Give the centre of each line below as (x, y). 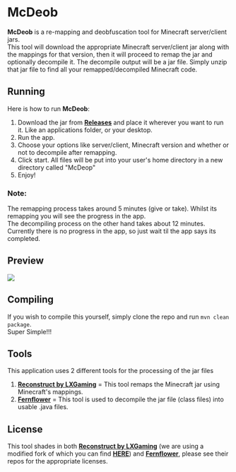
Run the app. (36, 137)
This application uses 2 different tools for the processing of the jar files (111, 371)
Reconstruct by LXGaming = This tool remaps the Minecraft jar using (119, 384)
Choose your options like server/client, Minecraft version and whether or (123, 145)
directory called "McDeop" (57, 167)
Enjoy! (26, 175)
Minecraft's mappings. (50, 392)
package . (19, 324)
